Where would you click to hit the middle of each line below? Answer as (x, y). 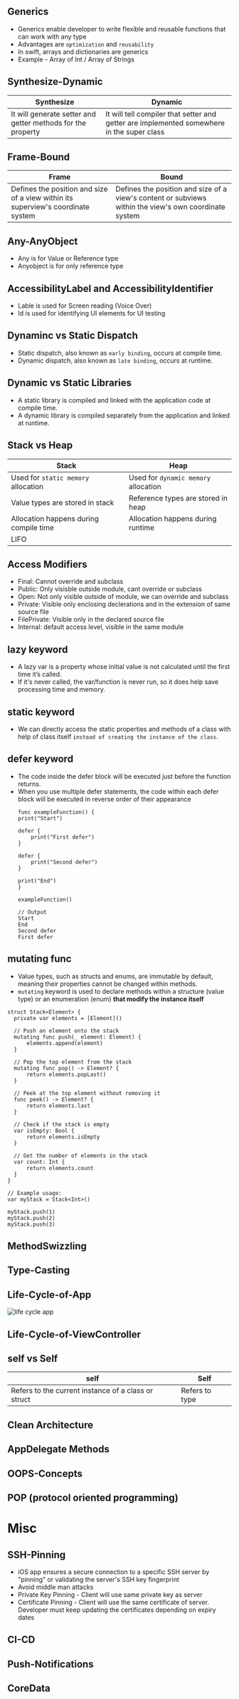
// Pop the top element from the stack (73, 1062)
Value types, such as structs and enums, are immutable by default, (115, 976)
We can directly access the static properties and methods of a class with (124, 729)
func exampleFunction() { (56, 812)
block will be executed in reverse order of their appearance (105, 799)
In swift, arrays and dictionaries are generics (83, 51)
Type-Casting (39, 1270)
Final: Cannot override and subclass (70, 582)
